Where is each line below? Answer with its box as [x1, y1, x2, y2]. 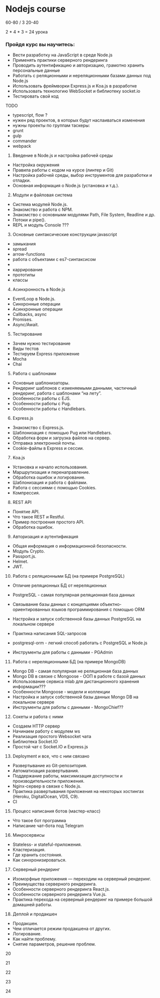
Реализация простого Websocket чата [12, 734, 92, 740]
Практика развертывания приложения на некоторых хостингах [12, 789, 144, 794]
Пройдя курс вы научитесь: [5, 41, 75, 48]
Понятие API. [12, 509, 40, 515]
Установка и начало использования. [12, 464, 88, 470]
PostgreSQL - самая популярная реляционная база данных [12, 592, 135, 598]
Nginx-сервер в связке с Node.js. [12, 783, 81, 789]
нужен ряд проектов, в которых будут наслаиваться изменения [12, 118, 145, 123]
